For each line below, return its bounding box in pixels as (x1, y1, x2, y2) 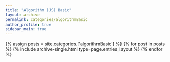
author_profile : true (5, 22, 52, 27)
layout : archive (5, 12, 40, 17)
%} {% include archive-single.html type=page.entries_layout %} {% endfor (5, 46, 163, 52)
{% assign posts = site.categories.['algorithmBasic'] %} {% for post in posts (5, 40, 165, 47)
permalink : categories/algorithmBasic (5, 17, 88, 22)
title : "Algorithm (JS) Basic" (5, 7, 72, 13)
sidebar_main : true (5, 27, 47, 32)
